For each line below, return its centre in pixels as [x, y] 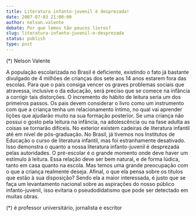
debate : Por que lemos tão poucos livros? [59, 28]
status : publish [26, 39]
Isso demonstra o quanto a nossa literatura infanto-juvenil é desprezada [93, 146]
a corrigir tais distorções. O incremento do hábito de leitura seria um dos [94, 97]
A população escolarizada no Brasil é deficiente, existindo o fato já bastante [97, 72]
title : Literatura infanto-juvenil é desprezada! [68, 11]
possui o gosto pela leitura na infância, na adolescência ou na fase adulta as [98, 122]
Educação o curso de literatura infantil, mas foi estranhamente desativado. [96, 140]
